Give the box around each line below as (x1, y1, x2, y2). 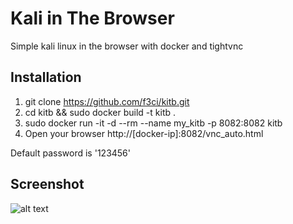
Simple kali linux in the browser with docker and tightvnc (10, 40, 244, 52)
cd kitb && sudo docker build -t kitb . (24, 106, 177, 118)
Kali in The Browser (10, 7, 175, 30)
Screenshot (10, 176, 85, 193)
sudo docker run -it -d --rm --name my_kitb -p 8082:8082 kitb (24, 117, 283, 129)
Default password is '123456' (10, 147, 132, 159)
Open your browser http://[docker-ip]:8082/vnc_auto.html (24, 127, 264, 139)
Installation (10, 69, 82, 86)
